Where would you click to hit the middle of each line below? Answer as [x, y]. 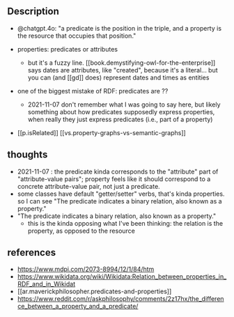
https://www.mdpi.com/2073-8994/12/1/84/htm [86, 269]
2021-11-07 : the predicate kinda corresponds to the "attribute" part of [118, 171]
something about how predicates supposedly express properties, [121, 111]
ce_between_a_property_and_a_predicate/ [78, 307]
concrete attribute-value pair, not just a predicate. [88, 186]
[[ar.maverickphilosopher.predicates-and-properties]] [94, 291]
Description [33, 11]
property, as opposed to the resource [81, 231]
